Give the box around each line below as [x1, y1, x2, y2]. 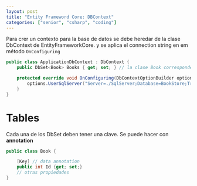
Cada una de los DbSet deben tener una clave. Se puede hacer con [6, 130, 169, 137]
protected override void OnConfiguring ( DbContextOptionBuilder [16, 75, 175, 81]
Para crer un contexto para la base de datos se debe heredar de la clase [6, 36, 181, 43]
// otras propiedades [16, 170, 69, 175]
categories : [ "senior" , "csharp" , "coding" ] [6, 19, 117, 25]
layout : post [6, 8, 38, 15]
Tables [6, 111, 40, 125]
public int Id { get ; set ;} [16, 164, 83, 170]
